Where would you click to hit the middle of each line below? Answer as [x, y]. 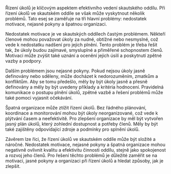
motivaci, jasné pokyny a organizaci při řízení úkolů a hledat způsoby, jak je [84, 161]
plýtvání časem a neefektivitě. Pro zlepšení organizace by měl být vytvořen [84, 119]
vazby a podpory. [24, 61]
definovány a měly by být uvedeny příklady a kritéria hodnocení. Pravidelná [84, 87]
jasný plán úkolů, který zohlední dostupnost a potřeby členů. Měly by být [82, 124]
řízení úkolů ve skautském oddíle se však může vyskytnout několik [75, 13]
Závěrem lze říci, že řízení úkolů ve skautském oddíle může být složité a [80, 139]
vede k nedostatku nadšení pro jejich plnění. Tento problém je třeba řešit [81, 45]
